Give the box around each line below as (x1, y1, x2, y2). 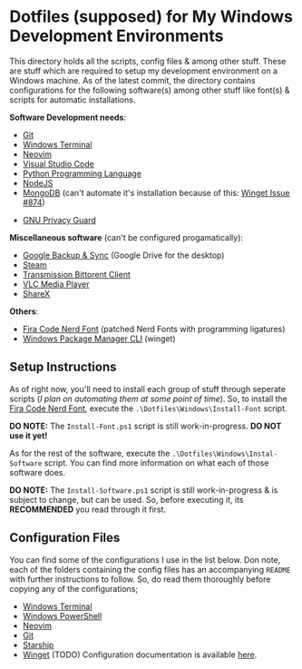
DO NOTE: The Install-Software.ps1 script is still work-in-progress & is (9, 484, 278, 496)
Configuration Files (9, 530, 121, 546)
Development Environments (9, 25, 224, 46)
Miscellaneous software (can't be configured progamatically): (9, 231, 243, 242)
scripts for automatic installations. (9, 93, 136, 105)
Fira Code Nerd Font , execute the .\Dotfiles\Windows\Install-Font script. (9, 402, 287, 414)
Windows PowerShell (22, 610, 102, 621)
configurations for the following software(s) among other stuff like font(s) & (9, 84, 290, 95)
